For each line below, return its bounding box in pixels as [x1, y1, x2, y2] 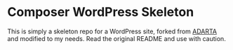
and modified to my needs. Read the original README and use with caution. [7, 34, 226, 42]
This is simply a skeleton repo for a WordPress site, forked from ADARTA [7, 27, 218, 35]
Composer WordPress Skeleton [7, 4, 194, 20]
